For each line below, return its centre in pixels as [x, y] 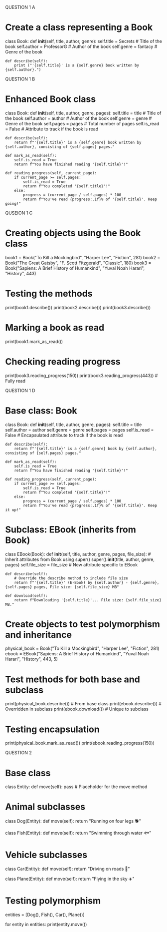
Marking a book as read [55, 327]
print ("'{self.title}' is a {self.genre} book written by [77, 65]
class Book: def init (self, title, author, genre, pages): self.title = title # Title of [83, 113]
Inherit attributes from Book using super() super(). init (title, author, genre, [80, 559]
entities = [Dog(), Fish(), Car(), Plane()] [45, 915]
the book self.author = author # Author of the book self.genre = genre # [79, 118]
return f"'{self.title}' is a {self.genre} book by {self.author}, [85, 449]
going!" [13, 204]
